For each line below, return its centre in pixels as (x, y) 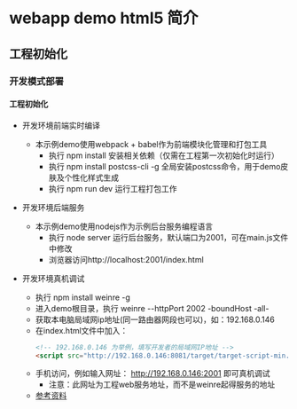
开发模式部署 (37, 81)
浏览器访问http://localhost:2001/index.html (126, 259)
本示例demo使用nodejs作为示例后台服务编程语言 (124, 226)
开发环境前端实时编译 (61, 125)
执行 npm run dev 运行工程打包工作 (113, 188)
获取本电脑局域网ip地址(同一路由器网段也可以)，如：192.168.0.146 (155, 319)
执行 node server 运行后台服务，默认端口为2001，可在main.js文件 (168, 237)
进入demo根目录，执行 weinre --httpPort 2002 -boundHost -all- (152, 308)
